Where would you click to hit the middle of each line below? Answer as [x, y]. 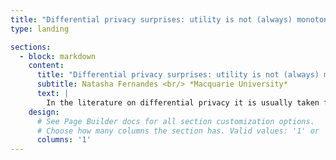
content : [46, 66]
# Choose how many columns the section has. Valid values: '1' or [178, 131]
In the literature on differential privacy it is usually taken [183, 102]
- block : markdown [58, 56]
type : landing [40, 29]
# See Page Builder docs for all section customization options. [175, 121]
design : [44, 112]
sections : [31, 47]
